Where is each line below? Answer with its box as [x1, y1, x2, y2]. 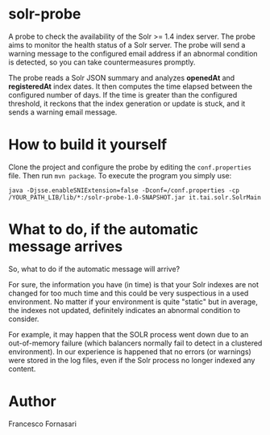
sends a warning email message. [8, 107, 118, 117]
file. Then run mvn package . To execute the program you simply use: [8, 170, 232, 180]
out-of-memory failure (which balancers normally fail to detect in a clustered [8, 338, 263, 348]
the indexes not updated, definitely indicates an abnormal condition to [8, 305, 241, 315]
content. [8, 364, 36, 374]
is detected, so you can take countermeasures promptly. [8, 57, 196, 67]
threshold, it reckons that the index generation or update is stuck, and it [8, 98, 246, 108]
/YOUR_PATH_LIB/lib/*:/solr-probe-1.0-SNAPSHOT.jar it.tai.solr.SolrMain [8, 193, 262, 202]
